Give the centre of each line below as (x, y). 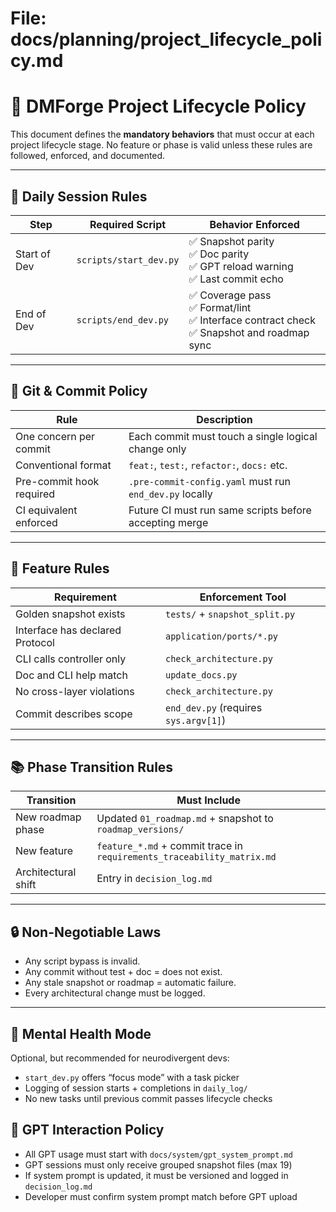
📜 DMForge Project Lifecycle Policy (158, 106)
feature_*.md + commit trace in (169, 846)
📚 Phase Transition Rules (92, 767)
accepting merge (168, 522)
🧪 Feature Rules (60, 568)
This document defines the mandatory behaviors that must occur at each (162, 134)
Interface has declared (68, 630)
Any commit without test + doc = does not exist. (123, 972)
